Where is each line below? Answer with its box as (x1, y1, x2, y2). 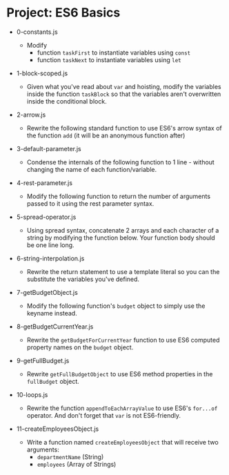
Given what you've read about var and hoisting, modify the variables (26, 82, 221, 90)
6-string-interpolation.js (16, 254, 85, 262)
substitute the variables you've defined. (26, 275, 139, 283)
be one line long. (26, 240, 74, 249)
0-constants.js (16, 28, 58, 36)
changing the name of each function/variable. (26, 165, 157, 173)
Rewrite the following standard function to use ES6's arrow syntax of (26, 124, 222, 132)
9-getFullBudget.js (16, 356, 70, 365)
